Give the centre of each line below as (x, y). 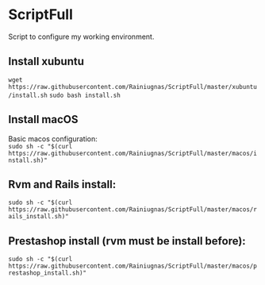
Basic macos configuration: (53, 139)
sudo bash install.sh (84, 95)
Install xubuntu (46, 62)
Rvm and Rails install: (62, 184)
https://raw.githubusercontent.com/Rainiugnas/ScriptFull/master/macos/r (133, 210)
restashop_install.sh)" (48, 273)
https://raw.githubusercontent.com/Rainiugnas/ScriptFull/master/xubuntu (133, 87)
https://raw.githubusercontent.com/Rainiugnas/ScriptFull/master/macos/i (133, 153)
